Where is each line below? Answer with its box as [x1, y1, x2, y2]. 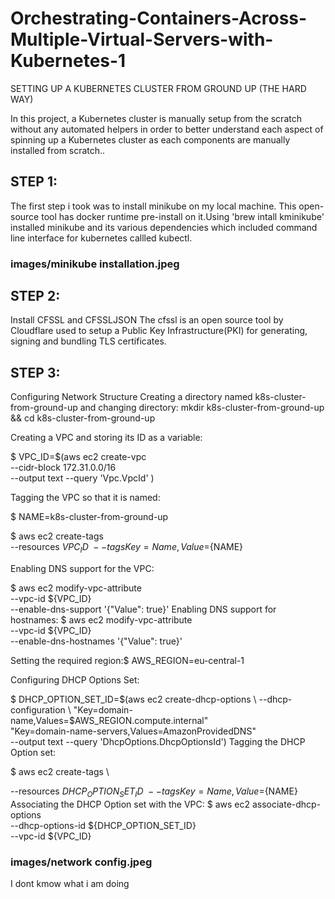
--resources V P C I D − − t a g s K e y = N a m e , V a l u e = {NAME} [10, 541, 244, 556]
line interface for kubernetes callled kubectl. [10, 232, 193, 244]
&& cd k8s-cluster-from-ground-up [10, 412, 156, 424]
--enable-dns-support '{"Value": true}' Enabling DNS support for [10, 603, 277, 616]
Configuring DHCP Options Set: [10, 674, 140, 686]
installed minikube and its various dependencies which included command [10, 221, 318, 233]
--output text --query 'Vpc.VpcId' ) [10, 472, 155, 484]
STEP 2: [10, 288, 61, 305]
